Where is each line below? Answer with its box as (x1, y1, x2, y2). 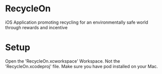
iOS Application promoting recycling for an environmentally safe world (5, 19, 149, 25)
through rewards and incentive (5, 24, 68, 30)
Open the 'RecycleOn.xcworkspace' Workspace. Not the (5, 58, 120, 64)
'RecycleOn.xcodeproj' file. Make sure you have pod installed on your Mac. (5, 63, 158, 69)
